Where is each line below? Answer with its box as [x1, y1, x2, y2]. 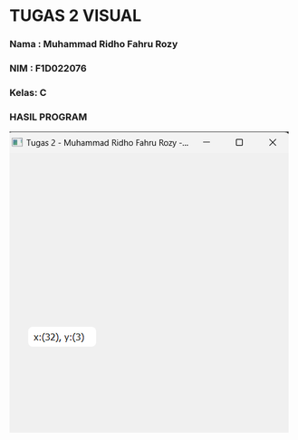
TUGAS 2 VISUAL [9, 5, 142, 26]
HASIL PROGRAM [9, 110, 88, 123]
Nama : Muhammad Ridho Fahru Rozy [9, 38, 178, 51]
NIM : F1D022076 [9, 62, 88, 75]
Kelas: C [9, 86, 47, 99]
